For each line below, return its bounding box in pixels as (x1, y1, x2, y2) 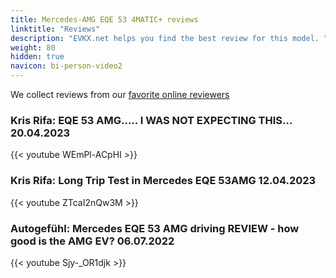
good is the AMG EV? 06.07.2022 (10, 234, 175, 248)
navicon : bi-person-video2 (10, 61, 123, 71)
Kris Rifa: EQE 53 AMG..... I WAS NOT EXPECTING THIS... (10, 113, 293, 127)
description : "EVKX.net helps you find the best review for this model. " (10, 33, 329, 43)
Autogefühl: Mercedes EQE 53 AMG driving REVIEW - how (10, 221, 300, 235)
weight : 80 (10, 42, 56, 53)
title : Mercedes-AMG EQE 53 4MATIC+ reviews (10, 14, 199, 25)
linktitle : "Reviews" (10, 24, 101, 34)
